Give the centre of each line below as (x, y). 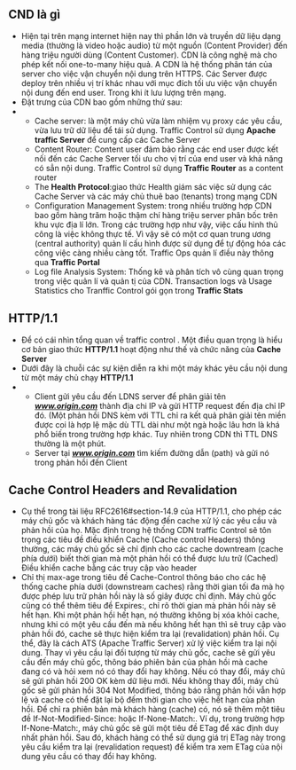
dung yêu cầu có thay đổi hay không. (89, 757)
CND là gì (35, 15)
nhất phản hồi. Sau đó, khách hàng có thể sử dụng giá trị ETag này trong (153, 738)
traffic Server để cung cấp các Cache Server (117, 139)
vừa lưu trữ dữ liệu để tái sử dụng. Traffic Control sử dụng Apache (155, 130)
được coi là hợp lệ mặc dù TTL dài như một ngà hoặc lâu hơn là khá (157, 424)
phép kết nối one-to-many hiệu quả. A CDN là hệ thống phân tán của (147, 64)
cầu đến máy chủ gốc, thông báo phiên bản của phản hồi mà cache (144, 662)
